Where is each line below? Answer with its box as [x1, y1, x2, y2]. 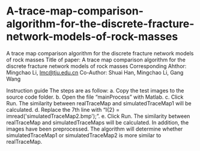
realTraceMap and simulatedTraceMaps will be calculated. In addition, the [6, 119, 189, 126]
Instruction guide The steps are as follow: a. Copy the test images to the [6, 87, 184, 94]
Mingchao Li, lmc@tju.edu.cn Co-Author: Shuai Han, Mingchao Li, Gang [6, 69, 184, 76]
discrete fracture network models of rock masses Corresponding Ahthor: [6, 62, 187, 70]
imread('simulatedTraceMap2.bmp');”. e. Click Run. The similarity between [6, 112, 190, 120]
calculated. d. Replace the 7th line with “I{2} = [6, 106, 120, 113]
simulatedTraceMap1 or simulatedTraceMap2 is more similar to [6, 131, 162, 139]
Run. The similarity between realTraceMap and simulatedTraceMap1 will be [6, 99, 192, 106]
